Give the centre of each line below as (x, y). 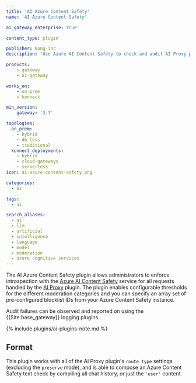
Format (20, 347)
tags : (13, 199)
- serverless (32, 167)
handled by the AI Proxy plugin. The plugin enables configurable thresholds (97, 288)
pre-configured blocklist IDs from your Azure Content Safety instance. (90, 300)
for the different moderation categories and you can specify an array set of (96, 294)
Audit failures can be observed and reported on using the (75, 311)
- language (24, 242)
